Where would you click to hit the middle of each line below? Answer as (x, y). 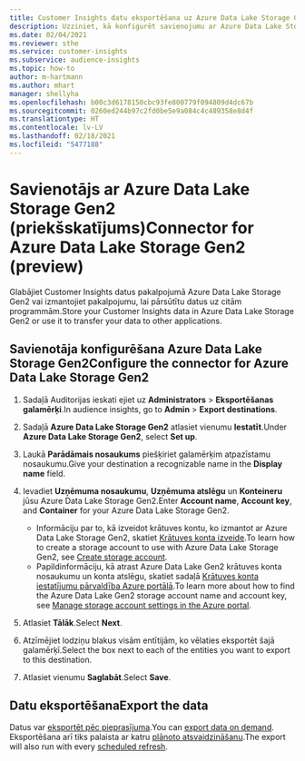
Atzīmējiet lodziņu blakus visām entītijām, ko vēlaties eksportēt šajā (148, 640)
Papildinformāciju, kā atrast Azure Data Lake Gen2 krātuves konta (159, 566)
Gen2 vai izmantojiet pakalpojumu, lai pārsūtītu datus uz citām (126, 301)
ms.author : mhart (42, 85)
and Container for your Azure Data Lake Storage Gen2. (126, 510)
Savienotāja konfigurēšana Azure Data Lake (136, 349)
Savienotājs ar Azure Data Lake (130, 189)
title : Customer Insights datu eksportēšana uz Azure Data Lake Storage (150, 18)
